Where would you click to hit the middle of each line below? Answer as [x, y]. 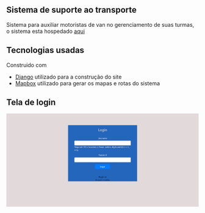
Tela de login [31, 103]
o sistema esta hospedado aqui [46, 31]
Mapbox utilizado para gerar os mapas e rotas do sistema [88, 83]
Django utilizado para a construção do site [68, 77]
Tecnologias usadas [45, 50]
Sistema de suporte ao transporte [72, 10]
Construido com [27, 65]
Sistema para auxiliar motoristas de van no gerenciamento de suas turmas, [100, 24]
